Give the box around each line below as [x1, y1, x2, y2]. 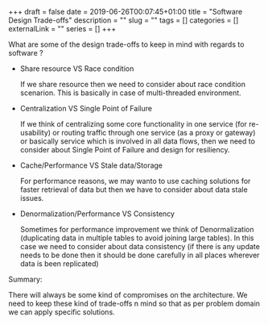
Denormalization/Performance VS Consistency [19, 209, 175, 219]
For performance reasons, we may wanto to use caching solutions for [19, 177, 251, 185]
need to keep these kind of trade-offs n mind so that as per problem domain [8, 298, 260, 308]
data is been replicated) [19, 259, 99, 269]
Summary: [8, 274, 43, 284]
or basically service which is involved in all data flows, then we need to [19, 136, 256, 146]
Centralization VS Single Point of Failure [19, 104, 153, 113]
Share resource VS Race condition [19, 64, 134, 73]
